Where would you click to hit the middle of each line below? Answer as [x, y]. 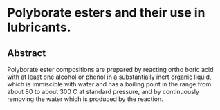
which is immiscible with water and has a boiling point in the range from [109, 84]
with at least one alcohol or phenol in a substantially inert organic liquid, [109, 77]
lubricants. [39, 27]
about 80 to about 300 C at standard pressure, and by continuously [103, 92]
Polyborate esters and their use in [106, 13]
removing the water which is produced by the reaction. [85, 99]
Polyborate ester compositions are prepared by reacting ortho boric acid [110, 70]
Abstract [27, 53]
